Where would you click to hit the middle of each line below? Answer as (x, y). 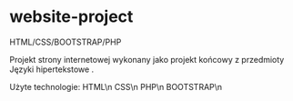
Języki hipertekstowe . (52, 69)
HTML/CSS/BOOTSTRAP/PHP (66, 42)
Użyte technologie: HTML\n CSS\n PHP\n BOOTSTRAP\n (116, 86)
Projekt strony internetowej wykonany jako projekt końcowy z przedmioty (147, 59)
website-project (71, 17)
